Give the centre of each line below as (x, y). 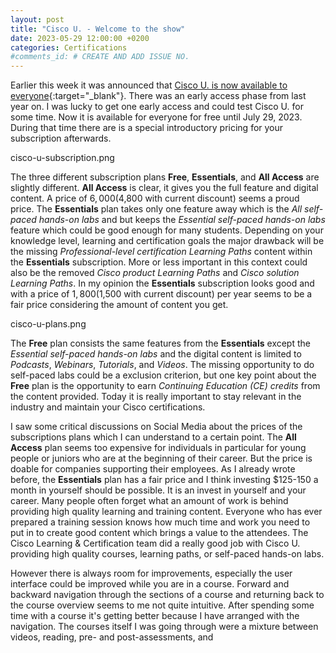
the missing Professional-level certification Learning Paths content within (161, 252)
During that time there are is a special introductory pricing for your (147, 128)
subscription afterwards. (61, 138)
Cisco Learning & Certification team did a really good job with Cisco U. (155, 543)
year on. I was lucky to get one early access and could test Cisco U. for (157, 107)
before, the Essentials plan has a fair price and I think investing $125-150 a (164, 480)
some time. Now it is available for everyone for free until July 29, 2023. (156, 117)
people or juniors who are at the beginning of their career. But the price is (161, 458)
